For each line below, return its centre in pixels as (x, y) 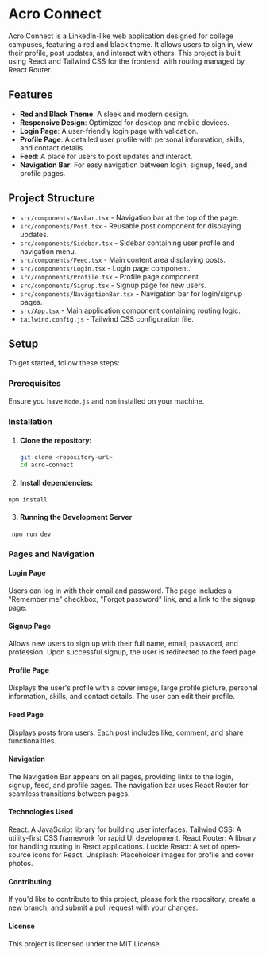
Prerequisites (35, 384)
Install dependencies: (56, 483)
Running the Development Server (76, 517)
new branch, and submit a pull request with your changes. (103, 907)
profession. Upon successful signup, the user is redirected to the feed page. (133, 652)
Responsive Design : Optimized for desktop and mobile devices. (124, 122)
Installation (31, 421)
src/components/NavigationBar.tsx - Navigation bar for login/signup (131, 293)
